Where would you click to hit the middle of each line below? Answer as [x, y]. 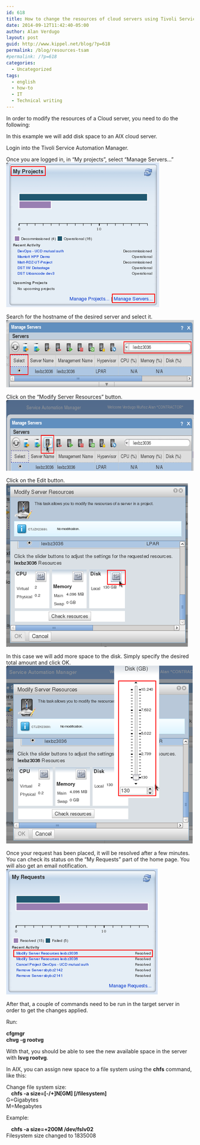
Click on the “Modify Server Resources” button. [65, 397]
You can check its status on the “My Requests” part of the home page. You [98, 859]
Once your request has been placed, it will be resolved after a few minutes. [98, 853]
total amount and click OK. [39, 663]
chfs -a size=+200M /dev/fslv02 [52, 1129]
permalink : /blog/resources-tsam [48, 51]
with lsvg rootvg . [27, 1057]
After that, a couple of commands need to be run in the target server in [93, 1004]
